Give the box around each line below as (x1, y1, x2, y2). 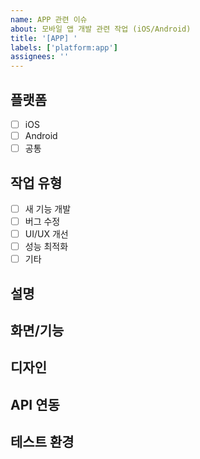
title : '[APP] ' (10, 33, 78, 43)
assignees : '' (10, 52, 70, 62)
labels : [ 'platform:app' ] (10, 42, 118, 53)
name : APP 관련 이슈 (10, 14, 88, 25)
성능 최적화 (24, 241, 69, 253)
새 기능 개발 (24, 202, 72, 215)
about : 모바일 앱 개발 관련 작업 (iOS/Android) (10, 24, 192, 34)
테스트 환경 (10, 434, 75, 451)
